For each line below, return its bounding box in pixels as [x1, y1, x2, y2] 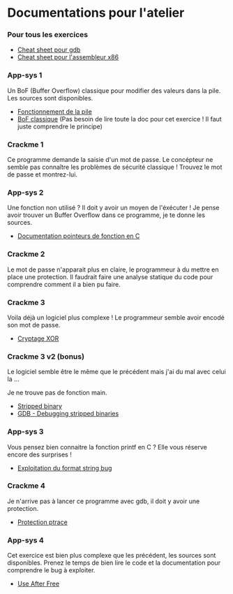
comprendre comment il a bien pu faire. [7, 280, 121, 288]
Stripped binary [17, 402, 63, 410]
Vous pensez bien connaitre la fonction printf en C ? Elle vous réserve [7, 443, 207, 451]
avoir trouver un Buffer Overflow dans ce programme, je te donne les [7, 211, 206, 219]
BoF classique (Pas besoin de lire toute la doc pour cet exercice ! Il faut [17, 114, 222, 123]
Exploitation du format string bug [17, 463, 112, 472]
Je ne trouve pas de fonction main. [7, 389, 107, 397]
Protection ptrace [17, 518, 68, 526]
